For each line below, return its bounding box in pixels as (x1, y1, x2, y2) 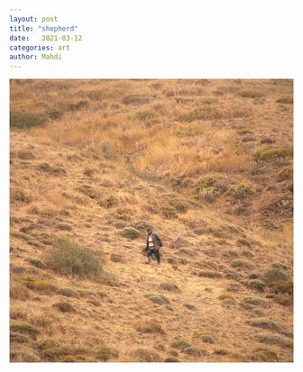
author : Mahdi (9, 52, 63, 62)
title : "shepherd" (9, 23, 78, 33)
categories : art (9, 43, 70, 52)
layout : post (9, 14, 59, 23)
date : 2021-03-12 (9, 33, 83, 42)
